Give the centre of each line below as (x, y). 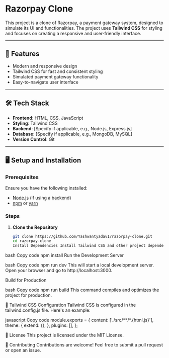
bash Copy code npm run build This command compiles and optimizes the (82, 290)
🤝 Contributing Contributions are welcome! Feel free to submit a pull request (84, 345)
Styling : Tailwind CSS (35, 123)
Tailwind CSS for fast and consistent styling (58, 71)
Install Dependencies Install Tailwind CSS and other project (79, 246)
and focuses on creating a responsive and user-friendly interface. (73, 33)
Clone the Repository (35, 227)
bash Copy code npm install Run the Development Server (65, 255)
